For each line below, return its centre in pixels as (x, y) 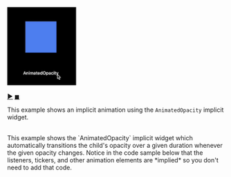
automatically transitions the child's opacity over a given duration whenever (115, 145)
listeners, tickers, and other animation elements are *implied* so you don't (113, 160)
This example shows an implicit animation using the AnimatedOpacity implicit (115, 110)
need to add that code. (40, 167)
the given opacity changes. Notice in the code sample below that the (105, 153)
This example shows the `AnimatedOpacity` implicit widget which (100, 138)
